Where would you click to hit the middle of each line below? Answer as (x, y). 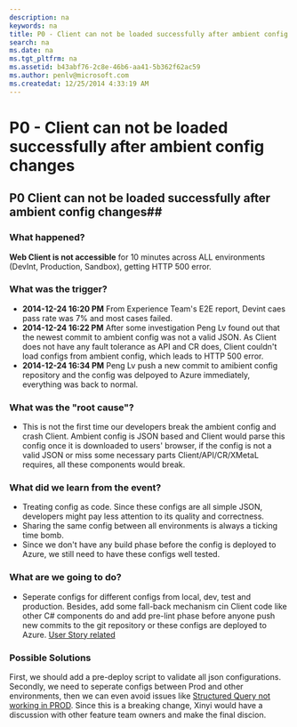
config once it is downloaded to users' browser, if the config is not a (147, 446)
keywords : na (33, 26)
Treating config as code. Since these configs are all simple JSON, (142, 507)
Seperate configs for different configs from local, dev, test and (136, 596)
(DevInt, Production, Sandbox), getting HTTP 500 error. (110, 266)
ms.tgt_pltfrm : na (43, 59)
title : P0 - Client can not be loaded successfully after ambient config (149, 34)
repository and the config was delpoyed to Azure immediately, (136, 375)
